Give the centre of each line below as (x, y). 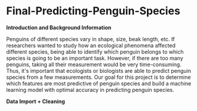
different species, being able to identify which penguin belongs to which (95, 51)
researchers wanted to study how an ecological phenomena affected (91, 45)
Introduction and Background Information (59, 27)
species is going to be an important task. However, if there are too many (95, 58)
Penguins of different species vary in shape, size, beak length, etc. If (90, 39)
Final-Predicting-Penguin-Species (93, 11)
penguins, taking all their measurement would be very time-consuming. (94, 64)
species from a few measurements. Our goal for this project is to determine (98, 77)
